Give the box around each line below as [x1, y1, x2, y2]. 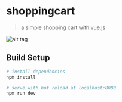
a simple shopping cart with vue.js [20, 24, 106, 31]
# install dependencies [6, 69, 66, 75]
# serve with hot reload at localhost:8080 [6, 85, 117, 91]
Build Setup [6, 52, 50, 63]
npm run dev [6, 91, 36, 97]
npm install [6, 74, 36, 80]
